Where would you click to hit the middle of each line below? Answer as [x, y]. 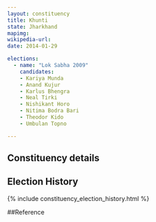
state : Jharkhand [32, 27]
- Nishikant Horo [45, 104]
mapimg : [18, 33]
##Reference [26, 212]
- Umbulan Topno [44, 124]
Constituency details [53, 158]
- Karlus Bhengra [45, 91]
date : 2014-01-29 [32, 46]
